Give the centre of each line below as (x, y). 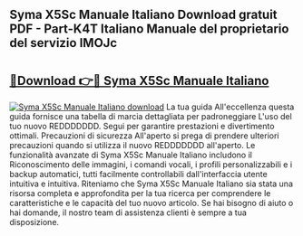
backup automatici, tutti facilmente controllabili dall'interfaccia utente (138, 174)
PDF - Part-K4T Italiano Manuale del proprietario (149, 29)
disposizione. (34, 222)
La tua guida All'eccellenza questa (230, 107)
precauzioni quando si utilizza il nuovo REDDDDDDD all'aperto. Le (132, 145)
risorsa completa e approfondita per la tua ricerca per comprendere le (140, 193)
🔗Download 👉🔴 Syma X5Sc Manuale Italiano (139, 80)
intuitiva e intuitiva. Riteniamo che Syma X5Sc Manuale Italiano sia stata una (151, 184)
